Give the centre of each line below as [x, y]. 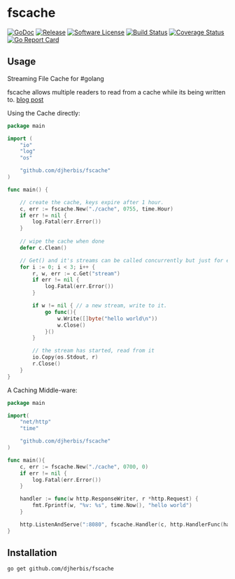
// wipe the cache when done [62, 241]
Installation [32, 553]
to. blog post [26, 99]
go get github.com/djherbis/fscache [60, 569]
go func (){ [60, 312]
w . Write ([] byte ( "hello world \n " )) [107, 319]
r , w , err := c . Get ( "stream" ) [76, 273]
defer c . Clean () [44, 248]
